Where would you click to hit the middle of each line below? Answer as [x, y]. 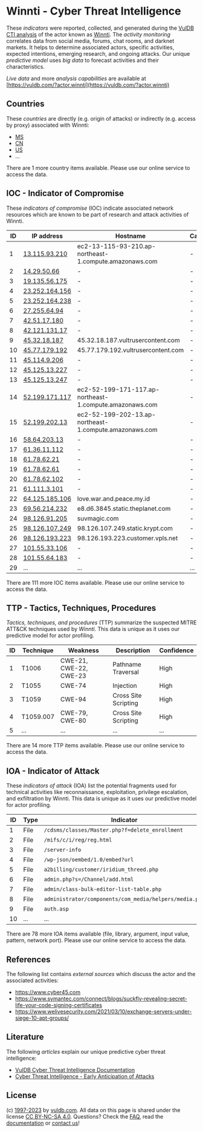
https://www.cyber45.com [48, 992]
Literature [25, 1037]
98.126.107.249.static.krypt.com [125, 528]
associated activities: [33, 980]
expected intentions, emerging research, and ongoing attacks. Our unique [98, 53]
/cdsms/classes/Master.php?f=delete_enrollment [113, 830]
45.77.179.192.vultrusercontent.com [130, 350]
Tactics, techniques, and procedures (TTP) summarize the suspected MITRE [101, 622]
